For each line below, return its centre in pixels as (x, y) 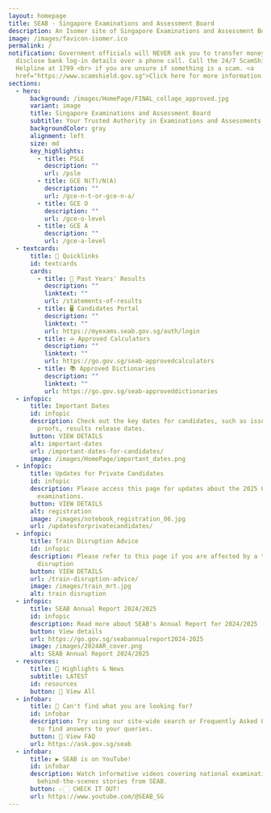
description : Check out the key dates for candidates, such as (138, 421)
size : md (44, 143)
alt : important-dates (66, 444)
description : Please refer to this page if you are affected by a (144, 556)
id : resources (54, 684)
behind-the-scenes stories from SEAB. (102, 782)
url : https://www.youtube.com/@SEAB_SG (96, 796)
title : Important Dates (70, 406)
